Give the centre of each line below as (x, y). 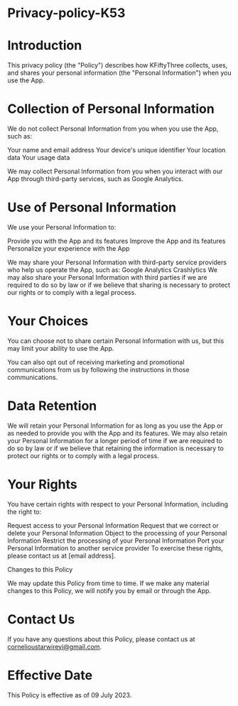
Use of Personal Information (92, 208)
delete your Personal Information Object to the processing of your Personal (117, 533)
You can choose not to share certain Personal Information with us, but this (116, 341)
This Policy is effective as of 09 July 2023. (70, 695)
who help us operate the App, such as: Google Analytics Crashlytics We (113, 270)
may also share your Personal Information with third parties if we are (107, 277)
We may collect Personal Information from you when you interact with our (115, 171)
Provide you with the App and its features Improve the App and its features (117, 241)
